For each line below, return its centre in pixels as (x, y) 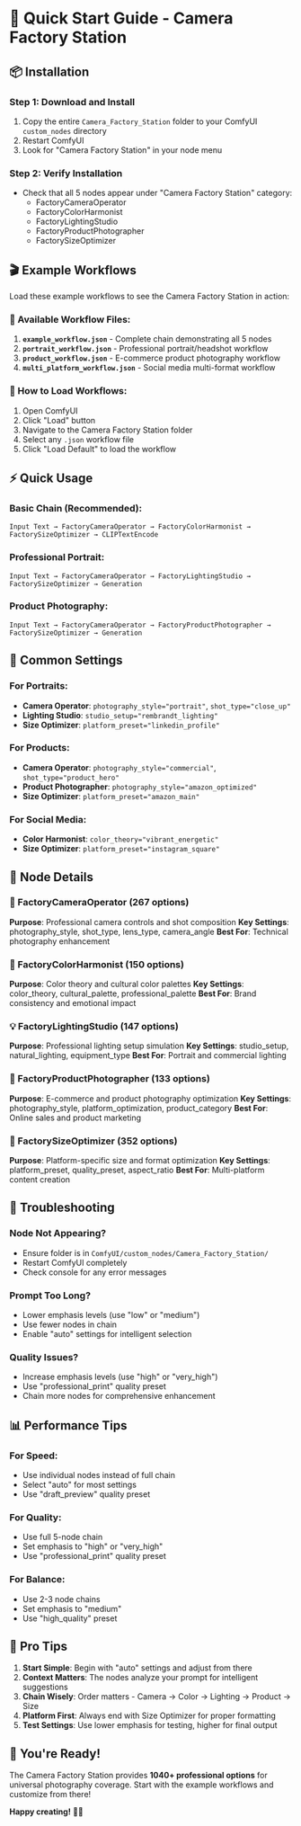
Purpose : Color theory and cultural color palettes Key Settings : (127, 984)
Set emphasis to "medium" (72, 1608)
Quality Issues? (44, 1357)
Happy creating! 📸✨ (46, 1812)
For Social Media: (48, 819)
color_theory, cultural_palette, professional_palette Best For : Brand (133, 993)
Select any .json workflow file (78, 439)
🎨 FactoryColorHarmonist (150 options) (97, 964)
